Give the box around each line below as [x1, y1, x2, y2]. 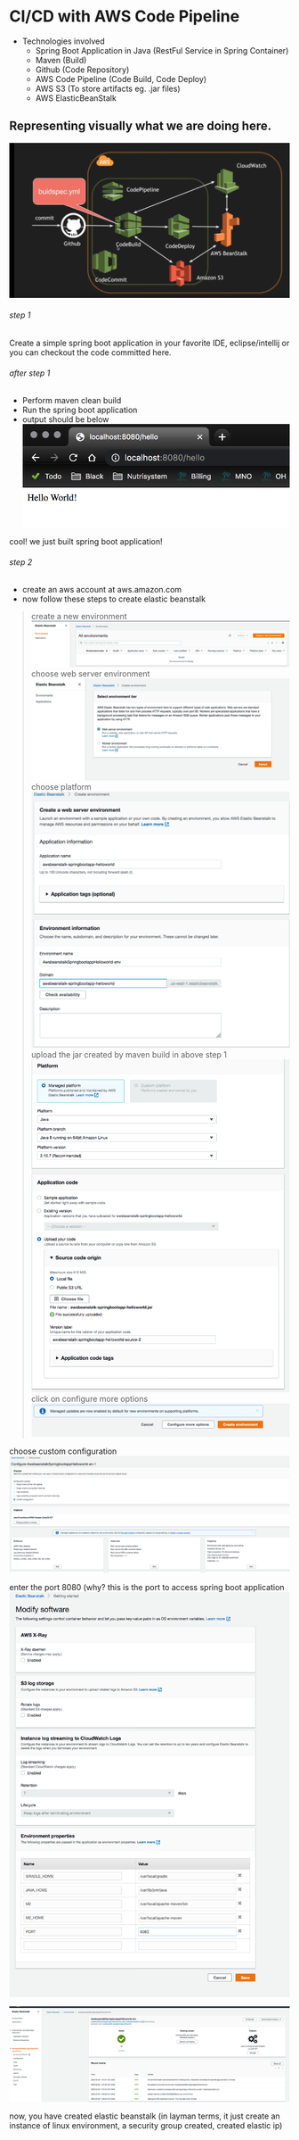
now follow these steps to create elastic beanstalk [21, 593, 206, 604]
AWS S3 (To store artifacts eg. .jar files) [35, 83, 181, 94]
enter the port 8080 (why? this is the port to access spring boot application [9, 1582, 285, 1593]
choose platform [30, 781, 92, 792]
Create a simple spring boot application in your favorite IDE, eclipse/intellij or [9, 337, 290, 349]
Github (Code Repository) [35, 64, 130, 75]
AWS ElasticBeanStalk [35, 92, 117, 104]
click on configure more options [30, 1394, 149, 1405]
